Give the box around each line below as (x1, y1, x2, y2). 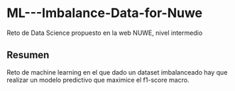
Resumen (6, 49, 50, 61)
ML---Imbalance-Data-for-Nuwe (6, 5, 203, 21)
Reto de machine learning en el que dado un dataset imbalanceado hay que (6, 68, 228, 76)
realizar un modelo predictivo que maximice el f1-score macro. (6, 75, 190, 84)
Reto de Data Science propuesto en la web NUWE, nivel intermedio (6, 28, 203, 37)
